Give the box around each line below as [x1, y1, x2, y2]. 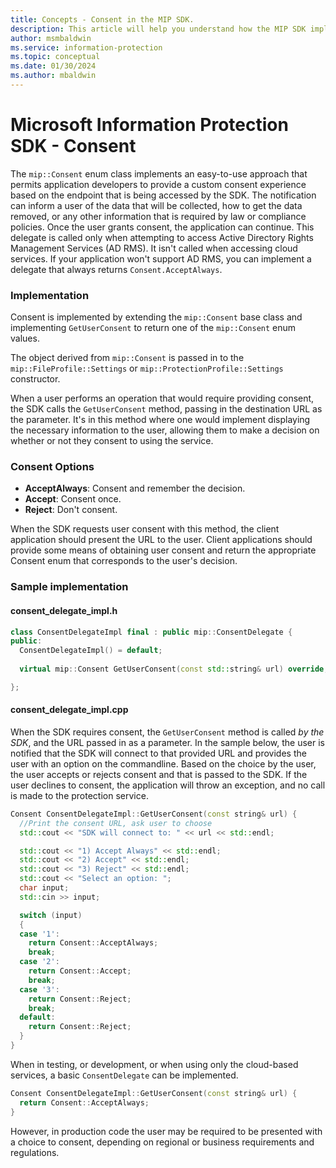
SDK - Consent [10, 135, 137, 158]
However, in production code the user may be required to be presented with [10, 1125, 323, 1137]
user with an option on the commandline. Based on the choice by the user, [10, 757, 317, 770]
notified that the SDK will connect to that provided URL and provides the [10, 747, 307, 759]
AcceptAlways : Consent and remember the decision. [24, 482, 246, 495]
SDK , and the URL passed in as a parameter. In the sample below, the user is [10, 736, 325, 748]
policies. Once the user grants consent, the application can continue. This [10, 221, 315, 233]
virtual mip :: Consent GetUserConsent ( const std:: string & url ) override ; [19, 664, 329, 675]
